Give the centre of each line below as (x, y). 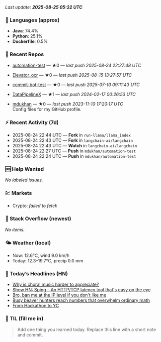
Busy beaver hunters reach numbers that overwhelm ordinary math (81, 300)
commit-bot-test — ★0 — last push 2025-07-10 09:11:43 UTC (76, 85)
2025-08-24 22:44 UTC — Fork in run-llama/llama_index (71, 135)
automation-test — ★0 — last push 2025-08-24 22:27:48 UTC (77, 65)
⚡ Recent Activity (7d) (32, 122)
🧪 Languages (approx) (32, 20)
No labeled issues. (24, 180)
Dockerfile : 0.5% (30, 41)
